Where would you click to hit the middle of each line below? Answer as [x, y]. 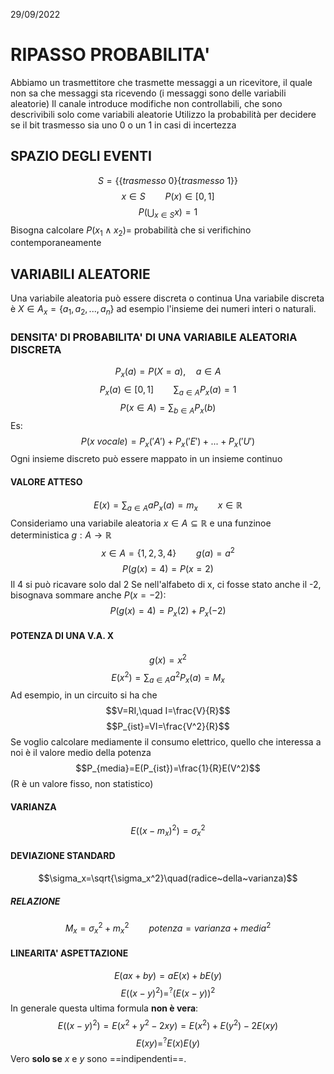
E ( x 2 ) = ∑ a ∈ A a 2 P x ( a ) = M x [168, 677]
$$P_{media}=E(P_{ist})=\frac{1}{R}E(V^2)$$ [168, 768]
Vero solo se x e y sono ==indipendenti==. [98, 1058]
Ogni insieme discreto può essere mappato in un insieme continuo [146, 459]
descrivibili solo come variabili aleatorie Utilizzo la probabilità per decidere [163, 114]
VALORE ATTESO [46, 482]
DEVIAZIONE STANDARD [63, 856]
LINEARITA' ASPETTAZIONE [69, 953]
